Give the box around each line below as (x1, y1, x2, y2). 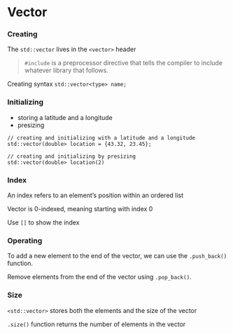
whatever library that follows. (24, 66, 108, 74)
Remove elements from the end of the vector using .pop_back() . (7, 273, 192, 281)
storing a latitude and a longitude (17, 113, 113, 121)
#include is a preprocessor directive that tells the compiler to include (24, 59, 223, 67)
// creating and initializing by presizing (7, 152, 136, 160)
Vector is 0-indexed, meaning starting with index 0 (7, 205, 153, 213)
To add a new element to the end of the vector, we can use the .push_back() (7, 252, 227, 260)
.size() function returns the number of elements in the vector (7, 320, 186, 328)
